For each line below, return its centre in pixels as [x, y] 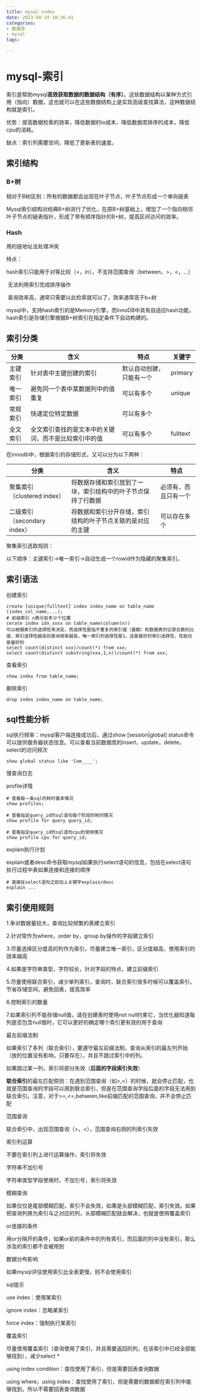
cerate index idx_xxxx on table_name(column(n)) [68, 623]
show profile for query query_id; [50, 821]
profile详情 [20, 786]
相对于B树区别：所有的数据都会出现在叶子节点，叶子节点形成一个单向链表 [98, 196]
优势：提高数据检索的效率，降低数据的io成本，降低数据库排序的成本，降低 [98, 122]
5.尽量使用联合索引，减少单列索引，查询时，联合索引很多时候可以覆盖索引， [101, 982]
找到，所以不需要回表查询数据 [48, 1389]
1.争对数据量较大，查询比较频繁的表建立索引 [61, 923]
